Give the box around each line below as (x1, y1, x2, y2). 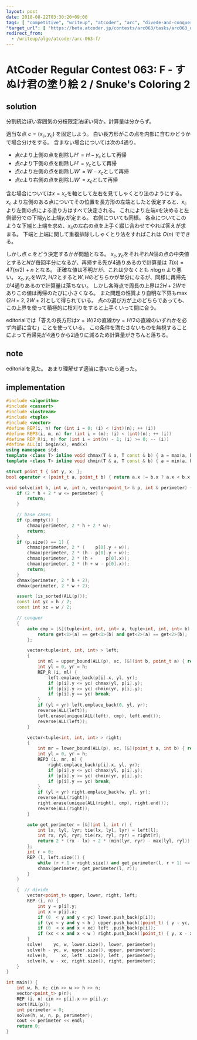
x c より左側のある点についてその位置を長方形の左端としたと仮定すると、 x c (6, 198, 187, 206)
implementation (6, 382, 66, 392)
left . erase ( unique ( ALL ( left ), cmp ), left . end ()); (37, 713, 161, 719)
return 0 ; (16, 1024, 41, 1029)
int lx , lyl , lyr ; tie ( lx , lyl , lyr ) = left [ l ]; (37, 827, 159, 833)
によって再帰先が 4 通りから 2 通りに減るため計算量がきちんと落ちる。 (6, 331, 172, 338)
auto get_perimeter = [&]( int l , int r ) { (27, 821, 133, 828)
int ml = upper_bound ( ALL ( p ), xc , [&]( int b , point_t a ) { (37, 658, 185, 664)
